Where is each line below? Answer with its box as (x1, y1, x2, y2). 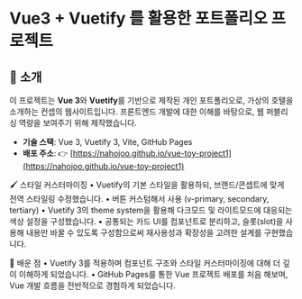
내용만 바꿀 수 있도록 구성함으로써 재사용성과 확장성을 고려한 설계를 (25, 227, 262, 238)
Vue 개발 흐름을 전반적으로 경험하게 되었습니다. (9, 280, 176, 291)
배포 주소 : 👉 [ (22, 148, 74, 159)
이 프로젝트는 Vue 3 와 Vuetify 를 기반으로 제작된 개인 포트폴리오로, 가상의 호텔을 (9, 95, 294, 105)
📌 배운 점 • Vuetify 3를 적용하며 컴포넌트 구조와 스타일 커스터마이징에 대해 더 (9, 258, 281, 268)
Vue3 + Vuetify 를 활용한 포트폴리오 (9, 8, 268, 29)
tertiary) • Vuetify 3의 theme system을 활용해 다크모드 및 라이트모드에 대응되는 (9, 204, 293, 215)
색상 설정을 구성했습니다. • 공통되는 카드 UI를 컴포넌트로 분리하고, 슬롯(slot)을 (9, 216, 284, 226)
